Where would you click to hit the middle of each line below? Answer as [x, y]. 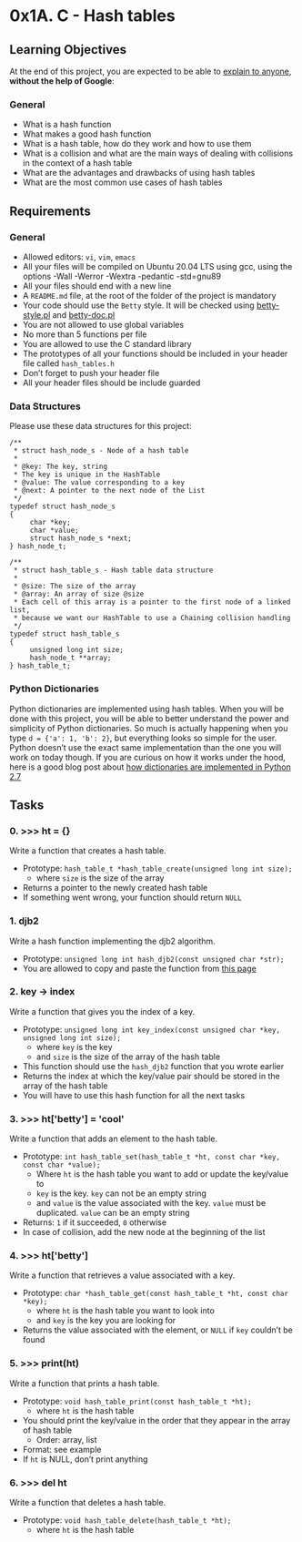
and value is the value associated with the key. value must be [151, 1203]
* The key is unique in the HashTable [87, 475]
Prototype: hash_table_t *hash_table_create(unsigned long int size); [157, 868]
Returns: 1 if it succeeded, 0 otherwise [94, 1222]
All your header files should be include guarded [111, 383]
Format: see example [62, 1449]
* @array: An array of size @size [79, 594]
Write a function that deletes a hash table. [88, 1503]
